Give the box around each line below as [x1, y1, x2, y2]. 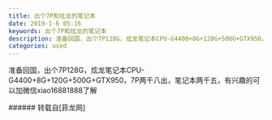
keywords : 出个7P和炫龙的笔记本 [8, 27, 107, 35]
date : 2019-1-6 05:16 [8, 19, 82, 28]
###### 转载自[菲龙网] [8, 103, 86, 113]
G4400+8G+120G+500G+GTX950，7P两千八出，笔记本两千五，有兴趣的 [8, 75, 253, 85]
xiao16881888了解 [36, 86, 97, 96]
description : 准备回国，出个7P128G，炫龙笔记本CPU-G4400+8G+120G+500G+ [8, 34, 240, 43]
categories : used [8, 42, 67, 50]
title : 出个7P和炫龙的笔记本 [8, 11, 96, 20]
